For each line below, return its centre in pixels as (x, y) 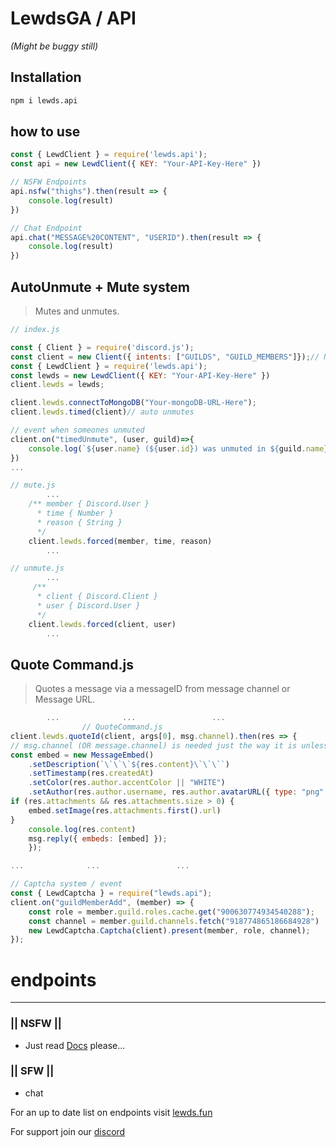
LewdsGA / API (73, 18)
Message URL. (65, 699)
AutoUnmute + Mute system (100, 287)
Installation (46, 77)
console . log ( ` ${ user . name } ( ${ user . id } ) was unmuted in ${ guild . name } (178, 448)
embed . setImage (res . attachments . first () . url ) (125, 810)
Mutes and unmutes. (77, 311)
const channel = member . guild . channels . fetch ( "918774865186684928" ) (174, 921)
